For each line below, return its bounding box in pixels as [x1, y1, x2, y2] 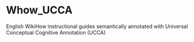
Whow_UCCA [6, 3, 73, 17]
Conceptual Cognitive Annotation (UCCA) [6, 29, 106, 36]
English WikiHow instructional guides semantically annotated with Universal [6, 23, 188, 30]
